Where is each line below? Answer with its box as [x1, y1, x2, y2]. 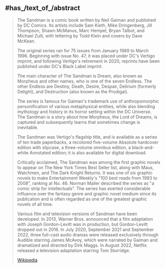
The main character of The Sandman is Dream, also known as [17, 73, 143, 78]
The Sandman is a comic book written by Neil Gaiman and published [17, 17, 156, 23]
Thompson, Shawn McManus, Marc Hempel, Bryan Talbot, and [17, 27, 145, 34]
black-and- [132, 144, 155, 150]
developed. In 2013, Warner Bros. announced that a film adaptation [17, 216, 153, 222]
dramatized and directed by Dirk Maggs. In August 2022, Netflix [17, 242, 147, 248]
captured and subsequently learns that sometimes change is [17, 119, 140, 125]
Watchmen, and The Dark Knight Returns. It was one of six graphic [17, 170, 153, 176]
